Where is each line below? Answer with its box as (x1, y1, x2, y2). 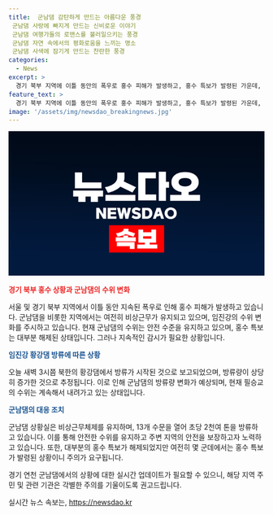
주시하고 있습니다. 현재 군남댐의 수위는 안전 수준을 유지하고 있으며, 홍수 (23, 322, 249, 332)
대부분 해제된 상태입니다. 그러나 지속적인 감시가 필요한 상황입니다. (16, 332, 225, 342)
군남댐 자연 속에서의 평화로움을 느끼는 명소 (11, 39, 136, 47)
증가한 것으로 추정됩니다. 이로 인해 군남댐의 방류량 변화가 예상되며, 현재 (16, 377, 242, 386)
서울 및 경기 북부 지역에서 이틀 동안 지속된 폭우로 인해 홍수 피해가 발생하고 (8, 302, 242, 312)
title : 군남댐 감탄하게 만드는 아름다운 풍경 (8, 13, 141, 21)
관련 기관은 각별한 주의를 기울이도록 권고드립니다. (25, 480, 182, 490)
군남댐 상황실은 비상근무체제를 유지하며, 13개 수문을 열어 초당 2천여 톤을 (8, 421, 237, 431)
